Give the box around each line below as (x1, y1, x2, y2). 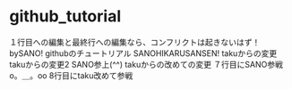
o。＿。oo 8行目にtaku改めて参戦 (9, 69, 133, 81)
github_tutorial (9, 6, 122, 27)
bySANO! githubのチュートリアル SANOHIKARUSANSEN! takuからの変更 (9, 47, 278, 59)
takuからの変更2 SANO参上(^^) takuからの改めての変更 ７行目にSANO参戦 (9, 59, 284, 69)
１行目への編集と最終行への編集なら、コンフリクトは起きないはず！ (9, 36, 261, 47)
